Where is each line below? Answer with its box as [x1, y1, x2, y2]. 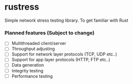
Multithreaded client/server [11, 41, 66, 46]
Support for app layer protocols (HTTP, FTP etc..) [11, 57, 110, 63]
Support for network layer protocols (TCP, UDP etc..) [11, 51, 117, 57]
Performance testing [11, 73, 53, 79]
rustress [4, 1, 39, 13]
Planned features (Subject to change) [4, 29, 95, 36]
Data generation [11, 62, 44, 68]
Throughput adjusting [11, 46, 55, 52]
